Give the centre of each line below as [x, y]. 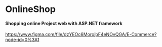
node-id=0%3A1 [22, 40]
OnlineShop [30, 9]
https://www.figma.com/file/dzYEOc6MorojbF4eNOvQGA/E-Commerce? [81, 34]
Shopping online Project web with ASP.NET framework [64, 23]
